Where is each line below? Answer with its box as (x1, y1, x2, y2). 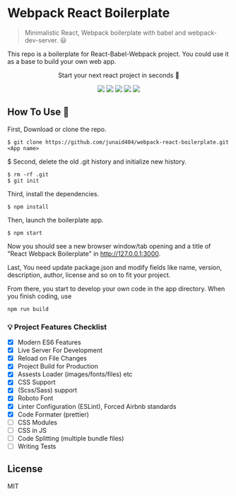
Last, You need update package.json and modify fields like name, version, (7, 263, 223, 271)
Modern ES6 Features (17, 338, 81, 346)
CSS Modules (17, 418, 58, 427)
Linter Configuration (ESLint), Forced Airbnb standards (17, 402, 177, 410)
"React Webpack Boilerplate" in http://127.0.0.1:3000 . (7, 249, 161, 258)
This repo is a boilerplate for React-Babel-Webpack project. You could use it (7, 50, 229, 58)
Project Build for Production (17, 362, 99, 371)
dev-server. (24, 35, 59, 44)
